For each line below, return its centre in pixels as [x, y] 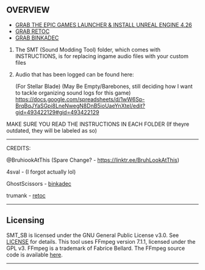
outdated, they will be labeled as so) [52, 130]
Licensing [25, 220]
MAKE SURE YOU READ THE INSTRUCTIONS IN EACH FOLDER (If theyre [98, 124]
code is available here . [34, 254]
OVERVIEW [28, 10]
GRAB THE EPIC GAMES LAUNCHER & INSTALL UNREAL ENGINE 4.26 [103, 24]
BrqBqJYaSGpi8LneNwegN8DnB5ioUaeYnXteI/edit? [80, 106]
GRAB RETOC [32, 31]
